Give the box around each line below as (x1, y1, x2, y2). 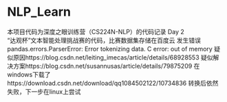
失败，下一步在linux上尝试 (7, 87, 81, 96)
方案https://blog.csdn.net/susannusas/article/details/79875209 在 (12, 62, 200, 70)
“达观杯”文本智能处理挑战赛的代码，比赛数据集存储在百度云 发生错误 (7, 36, 202, 44)
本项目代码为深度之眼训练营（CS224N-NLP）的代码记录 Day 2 (7, 27, 184, 36)
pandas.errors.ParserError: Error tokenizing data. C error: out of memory (7, 44, 213, 53)
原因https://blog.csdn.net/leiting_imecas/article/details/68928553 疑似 (12, 53, 213, 62)
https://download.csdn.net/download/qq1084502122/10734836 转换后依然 (7, 79, 219, 87)
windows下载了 (7, 70, 51, 79)
